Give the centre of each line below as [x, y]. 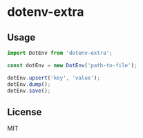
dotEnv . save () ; [29, 91]
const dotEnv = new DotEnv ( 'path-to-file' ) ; [72, 65]
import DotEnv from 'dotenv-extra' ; [60, 53]
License [25, 112]
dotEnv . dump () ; [29, 84]
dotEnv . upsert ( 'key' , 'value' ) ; [54, 78]
